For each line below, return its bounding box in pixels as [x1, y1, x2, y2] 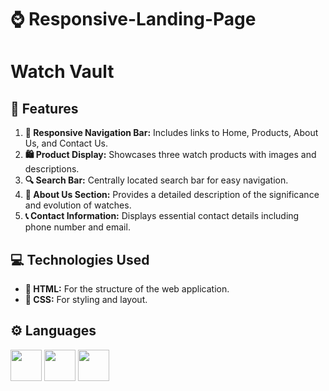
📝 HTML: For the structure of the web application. [24, 283, 230, 295]
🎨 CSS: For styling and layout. [24, 294, 148, 305]
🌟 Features [10, 100, 79, 117]
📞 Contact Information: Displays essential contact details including [24, 210, 300, 222]
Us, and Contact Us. [24, 137, 108, 150]
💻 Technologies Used [10, 251, 150, 268]
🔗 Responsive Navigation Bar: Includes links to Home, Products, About [24, 127, 319, 139]
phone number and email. [24, 221, 131, 233]
